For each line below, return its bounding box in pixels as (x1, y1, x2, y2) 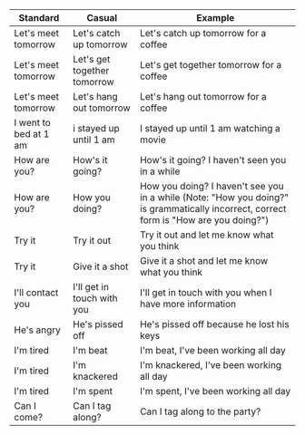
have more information (139, 298, 237, 310)
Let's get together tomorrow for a (139, 59, 282, 71)
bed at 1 (14, 128, 50, 140)
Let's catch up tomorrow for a (139, 27, 267, 39)
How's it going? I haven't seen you (139, 154, 287, 166)
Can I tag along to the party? (139, 405, 261, 418)
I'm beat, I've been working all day (139, 344, 286, 356)
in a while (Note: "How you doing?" (139, 191, 289, 203)
